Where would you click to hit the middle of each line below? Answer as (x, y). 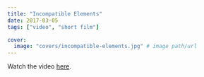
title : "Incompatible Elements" (55, 14)
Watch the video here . (40, 66)
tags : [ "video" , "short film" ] (53, 27)
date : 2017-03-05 (33, 20)
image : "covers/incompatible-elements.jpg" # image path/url (106, 47)
